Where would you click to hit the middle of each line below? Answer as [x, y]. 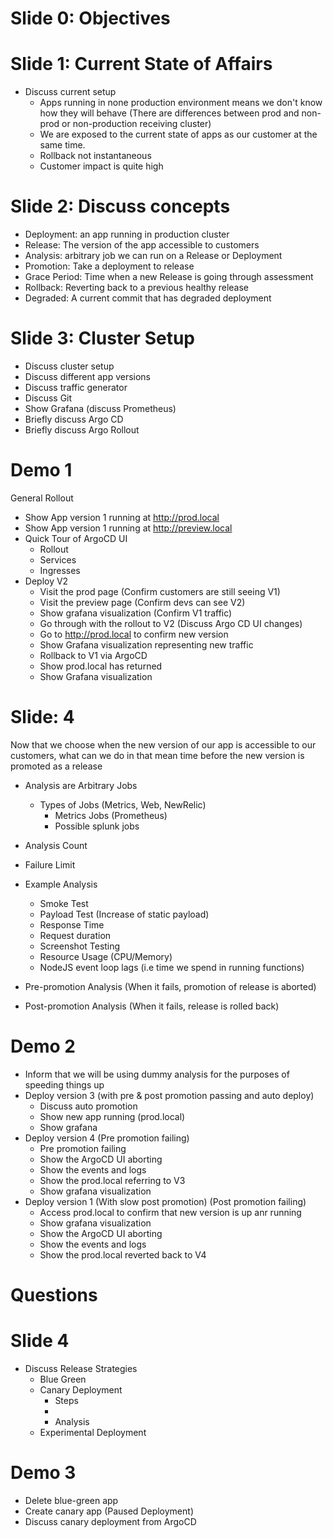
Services [58, 559]
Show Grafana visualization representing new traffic [146, 644]
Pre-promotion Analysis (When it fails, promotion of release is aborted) [170, 986]
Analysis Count [56, 845]
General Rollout [42, 498]
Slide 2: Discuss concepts [120, 206]
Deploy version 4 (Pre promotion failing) [107, 1138]
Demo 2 [43, 1046]
